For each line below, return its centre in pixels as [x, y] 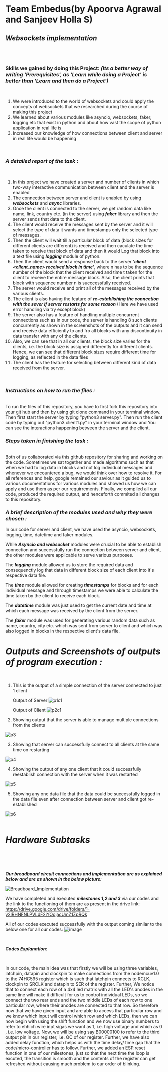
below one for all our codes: [34, 930]
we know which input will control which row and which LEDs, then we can [82, 1016]
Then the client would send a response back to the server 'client [79, 261]
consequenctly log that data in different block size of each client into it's [80, 570]
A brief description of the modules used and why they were [79, 512]
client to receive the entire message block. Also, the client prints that [83, 277]
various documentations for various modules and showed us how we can [81, 484]
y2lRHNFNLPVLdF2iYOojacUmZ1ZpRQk [47, 915]
